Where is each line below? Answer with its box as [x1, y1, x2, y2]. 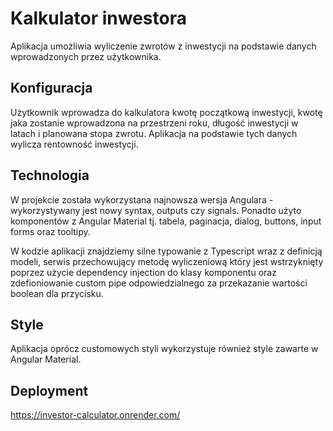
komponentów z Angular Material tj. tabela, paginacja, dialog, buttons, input [10, 215, 322, 227]
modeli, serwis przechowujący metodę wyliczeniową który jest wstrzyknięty [10, 255, 324, 267]
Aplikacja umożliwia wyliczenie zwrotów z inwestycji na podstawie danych [10, 40, 317, 52]
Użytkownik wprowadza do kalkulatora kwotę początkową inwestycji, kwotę [10, 106, 323, 118]
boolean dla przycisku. [10, 287, 104, 299]
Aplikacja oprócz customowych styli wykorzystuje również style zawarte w [10, 343, 319, 355]
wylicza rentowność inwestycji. [10, 138, 139, 150]
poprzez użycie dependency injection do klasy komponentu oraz [10, 266, 277, 278]
